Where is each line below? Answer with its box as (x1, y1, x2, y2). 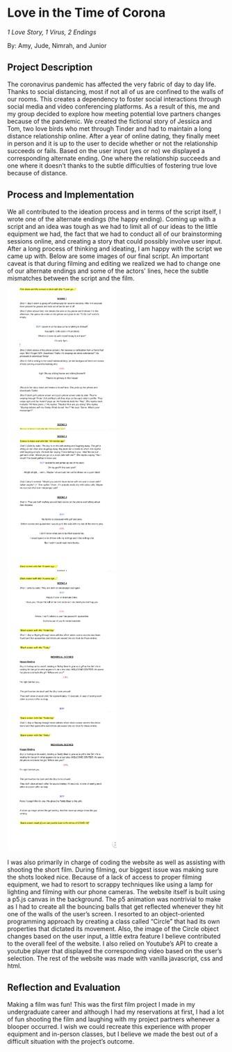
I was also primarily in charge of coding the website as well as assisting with (7, 858, 226, 866)
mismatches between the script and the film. (7, 273, 135, 282)
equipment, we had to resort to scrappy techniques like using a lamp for (7, 880, 213, 888)
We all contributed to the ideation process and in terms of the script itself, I (7, 207, 221, 216)
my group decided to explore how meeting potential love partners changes (7, 109, 221, 118)
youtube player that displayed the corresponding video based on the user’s (7, 946, 222, 955)
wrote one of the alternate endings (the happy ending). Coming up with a (7, 214, 217, 223)
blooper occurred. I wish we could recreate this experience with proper (7, 1022, 211, 1030)
